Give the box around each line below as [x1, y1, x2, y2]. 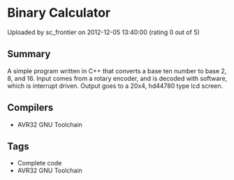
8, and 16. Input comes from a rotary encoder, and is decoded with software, [7, 74, 228, 82]
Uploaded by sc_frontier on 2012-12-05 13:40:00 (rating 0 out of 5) [7, 28, 200, 36]
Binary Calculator [7, 5, 110, 21]
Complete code [17, 159, 62, 167]
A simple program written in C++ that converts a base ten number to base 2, [7, 66, 227, 75]
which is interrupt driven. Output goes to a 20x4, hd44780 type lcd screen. [7, 82, 224, 90]
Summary [7, 48, 51, 60]
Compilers [7, 102, 54, 114]
